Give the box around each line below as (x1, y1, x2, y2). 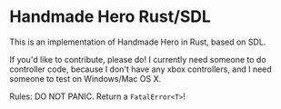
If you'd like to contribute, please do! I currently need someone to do (9, 54, 266, 64)
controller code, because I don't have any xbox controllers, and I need (9, 64, 273, 74)
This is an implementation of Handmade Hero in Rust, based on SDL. (9, 36, 266, 47)
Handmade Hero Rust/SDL (9, 6, 212, 27)
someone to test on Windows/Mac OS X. (9, 73, 162, 84)
